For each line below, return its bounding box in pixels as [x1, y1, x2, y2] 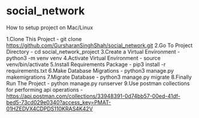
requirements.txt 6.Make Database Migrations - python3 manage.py [6, 67, 174, 74]
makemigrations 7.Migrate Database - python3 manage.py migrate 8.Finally [6, 73, 192, 80]
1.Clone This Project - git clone [6, 35, 82, 42]
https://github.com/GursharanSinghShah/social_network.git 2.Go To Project [6, 42, 193, 49]
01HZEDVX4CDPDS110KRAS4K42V [6, 105, 93, 112]
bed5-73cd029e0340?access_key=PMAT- [6, 98, 111, 105]
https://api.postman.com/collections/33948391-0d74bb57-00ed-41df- [6, 92, 181, 100]
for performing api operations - [6, 86, 83, 93]
